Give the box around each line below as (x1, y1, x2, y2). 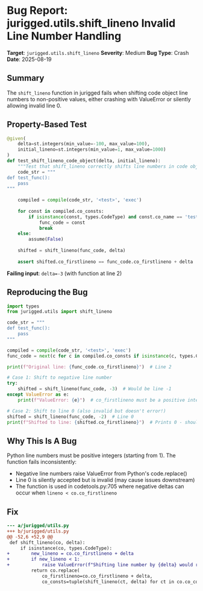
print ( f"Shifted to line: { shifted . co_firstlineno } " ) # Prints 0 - (7, 419, 183, 425)
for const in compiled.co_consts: (17, 208, 104, 214)
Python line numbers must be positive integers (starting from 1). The (7, 452, 176, 459)
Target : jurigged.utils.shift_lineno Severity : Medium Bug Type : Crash (7, 49, 189, 56)
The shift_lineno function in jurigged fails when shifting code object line (7, 89, 189, 96)
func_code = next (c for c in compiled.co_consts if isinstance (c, (7, 353, 177, 359)
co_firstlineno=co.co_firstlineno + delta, (42, 573, 153, 579)
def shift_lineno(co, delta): (9, 539, 86, 546)
